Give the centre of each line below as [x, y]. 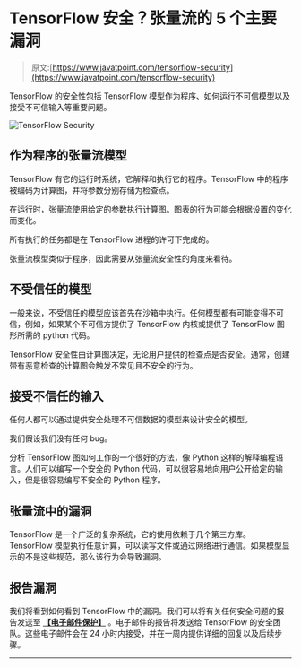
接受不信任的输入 [56, 396]
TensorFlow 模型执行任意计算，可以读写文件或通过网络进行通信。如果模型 [146, 546]
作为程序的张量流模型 [68, 156]
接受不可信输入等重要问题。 [60, 107]
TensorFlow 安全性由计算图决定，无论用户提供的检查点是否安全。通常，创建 [150, 354]
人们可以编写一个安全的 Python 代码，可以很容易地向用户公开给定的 [150, 469]
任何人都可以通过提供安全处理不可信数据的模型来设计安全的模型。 [131, 420]
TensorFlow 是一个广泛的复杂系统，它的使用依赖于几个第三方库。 [130, 534]
